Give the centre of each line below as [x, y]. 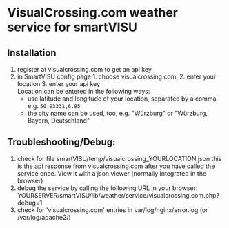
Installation [32, 53]
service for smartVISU [72, 27]
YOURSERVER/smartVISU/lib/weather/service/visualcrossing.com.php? [118, 195]
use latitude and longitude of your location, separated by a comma [122, 99]
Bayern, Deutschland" [59, 121]
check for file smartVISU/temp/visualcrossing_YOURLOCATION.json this [119, 158]
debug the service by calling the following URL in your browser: [107, 188]
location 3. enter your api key [59, 84]
